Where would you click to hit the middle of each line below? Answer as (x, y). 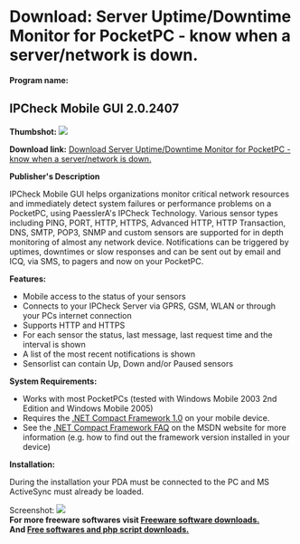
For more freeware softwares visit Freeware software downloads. (135, 520)
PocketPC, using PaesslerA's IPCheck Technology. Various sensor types (144, 213)
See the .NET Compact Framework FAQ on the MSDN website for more (154, 427)
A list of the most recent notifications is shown (109, 354)
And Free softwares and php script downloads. (99, 529)
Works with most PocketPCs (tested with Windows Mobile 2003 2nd (150, 398)
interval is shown (54, 344)
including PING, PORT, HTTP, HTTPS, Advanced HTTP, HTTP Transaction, (148, 223)
